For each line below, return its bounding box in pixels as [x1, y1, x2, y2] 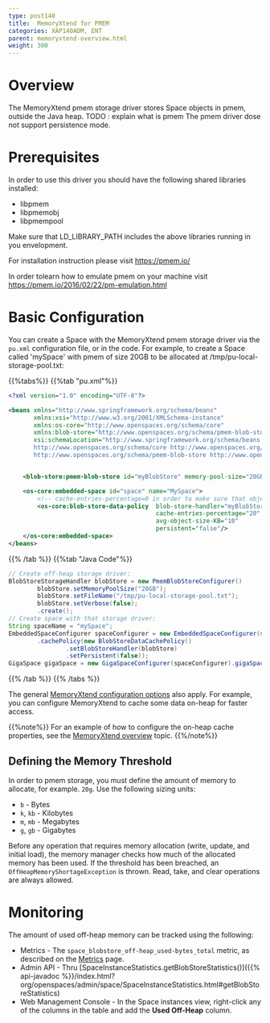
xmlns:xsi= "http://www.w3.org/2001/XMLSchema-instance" [33, 414, 225, 422]
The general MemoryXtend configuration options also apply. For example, [8, 690, 253, 699]
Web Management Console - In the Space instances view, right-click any [19, 996, 261, 1006]
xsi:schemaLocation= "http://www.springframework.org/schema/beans [33, 436, 261, 444]
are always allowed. [8, 875, 74, 885]
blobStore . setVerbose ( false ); [37, 600, 138, 608]
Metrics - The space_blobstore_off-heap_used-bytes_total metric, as [19, 945, 250, 955]
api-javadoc [19, 971, 60, 980]
